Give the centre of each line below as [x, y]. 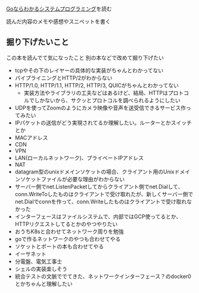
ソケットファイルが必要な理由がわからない [72, 179]
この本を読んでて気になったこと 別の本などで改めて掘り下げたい [85, 57]
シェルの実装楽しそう [41, 268]
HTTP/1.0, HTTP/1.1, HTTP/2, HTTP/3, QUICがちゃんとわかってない [97, 85]
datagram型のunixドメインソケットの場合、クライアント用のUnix [94, 172]
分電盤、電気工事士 [38, 261]
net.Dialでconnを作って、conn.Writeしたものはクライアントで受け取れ [101, 202]
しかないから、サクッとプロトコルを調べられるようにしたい [107, 100]
